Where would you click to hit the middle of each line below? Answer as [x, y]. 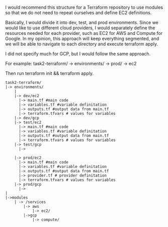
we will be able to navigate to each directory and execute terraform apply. [82, 44]
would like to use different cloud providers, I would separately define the [80, 28]
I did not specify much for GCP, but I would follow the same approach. [78, 54]
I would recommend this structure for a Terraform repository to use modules [84, 7]
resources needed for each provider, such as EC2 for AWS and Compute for [84, 33]
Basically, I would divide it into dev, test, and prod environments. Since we [82, 22]
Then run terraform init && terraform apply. [50, 73]
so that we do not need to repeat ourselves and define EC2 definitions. [78, 13]
